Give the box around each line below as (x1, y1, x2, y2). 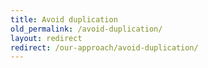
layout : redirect (10, 33, 83, 43)
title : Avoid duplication (10, 14, 118, 25)
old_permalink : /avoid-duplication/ (10, 24, 163, 34)
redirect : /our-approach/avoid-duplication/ (10, 42, 199, 53)
